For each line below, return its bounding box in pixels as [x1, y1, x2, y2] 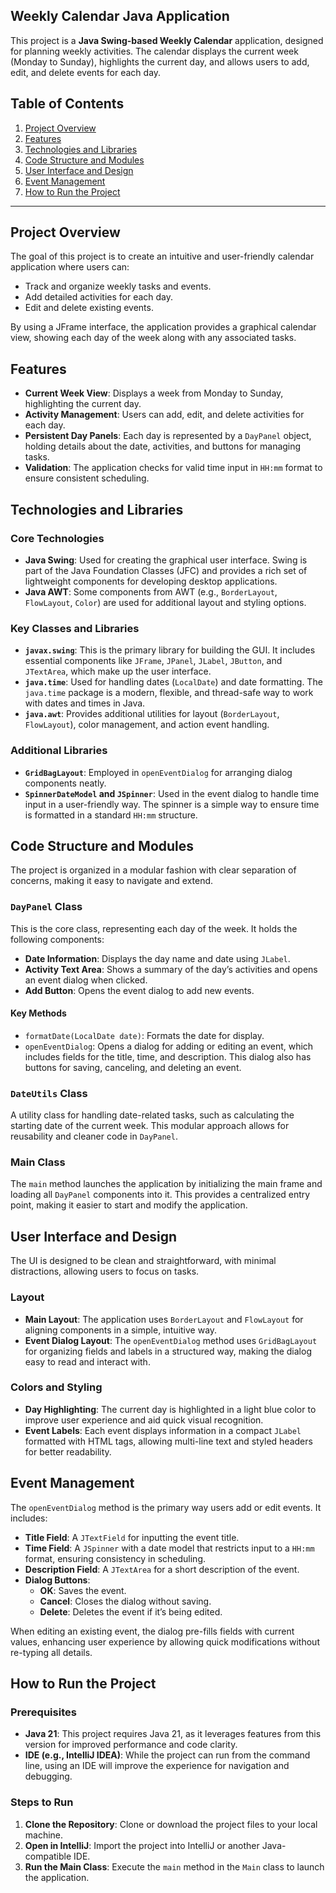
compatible [24, 1850, 72, 1862]
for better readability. [24, 1445, 112, 1458]
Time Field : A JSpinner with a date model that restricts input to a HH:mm [24, 1542, 315, 1554]
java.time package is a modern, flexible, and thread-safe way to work [24, 687, 314, 699]
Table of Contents [10, 95, 125, 113]
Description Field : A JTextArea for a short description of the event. [24, 1563, 300, 1575]
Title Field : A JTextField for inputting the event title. [24, 1531, 240, 1543]
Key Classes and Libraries [10, 621, 140, 635]
